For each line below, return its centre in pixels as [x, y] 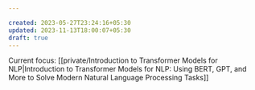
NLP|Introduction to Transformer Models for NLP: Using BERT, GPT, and [127, 69]
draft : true [28, 38]
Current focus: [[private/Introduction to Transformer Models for [113, 60]
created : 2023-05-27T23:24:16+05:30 [70, 22]
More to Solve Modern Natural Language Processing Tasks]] [109, 78]
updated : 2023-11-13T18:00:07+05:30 [70, 30]
